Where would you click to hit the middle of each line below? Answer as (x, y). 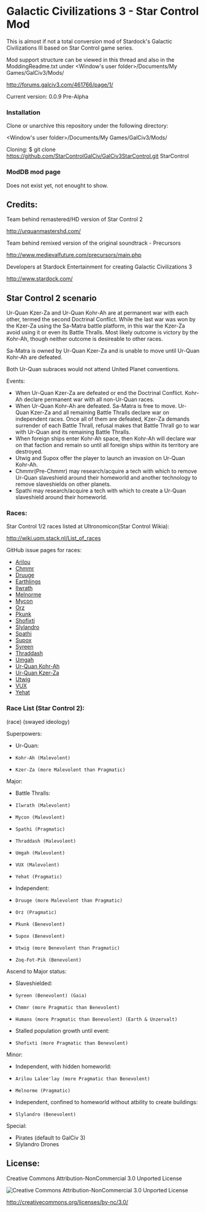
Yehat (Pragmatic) (39, 876)
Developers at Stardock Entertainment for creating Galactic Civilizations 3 (99, 267)
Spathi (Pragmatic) (40, 829)
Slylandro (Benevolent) (46, 1114)
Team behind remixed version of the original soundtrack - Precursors (93, 243)
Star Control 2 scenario (51, 298)
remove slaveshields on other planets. (63, 484)
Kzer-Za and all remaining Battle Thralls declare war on (100, 413)
